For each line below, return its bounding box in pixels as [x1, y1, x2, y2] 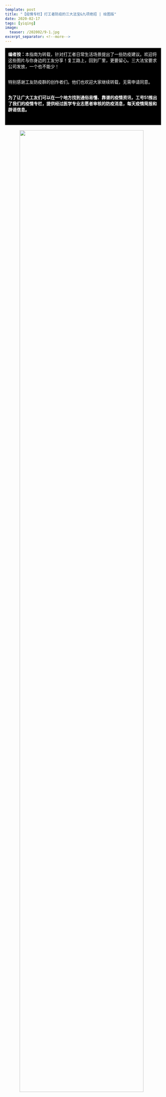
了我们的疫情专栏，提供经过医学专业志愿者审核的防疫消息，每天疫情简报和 [8, 100, 157, 106]
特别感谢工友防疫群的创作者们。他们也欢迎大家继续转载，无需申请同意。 [8, 79, 153, 85]
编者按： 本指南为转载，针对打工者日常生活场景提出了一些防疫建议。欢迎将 [8, 51, 157, 57]
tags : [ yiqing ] [5, 20, 36, 26]
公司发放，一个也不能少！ [8, 63, 59, 69]
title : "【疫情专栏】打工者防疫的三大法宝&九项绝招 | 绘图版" [5, 12, 116, 17]
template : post [5, 7, 36, 12]
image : [5, 25, 18, 30]
